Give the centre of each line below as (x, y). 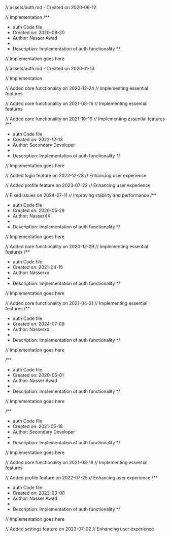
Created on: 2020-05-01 (38, 375)
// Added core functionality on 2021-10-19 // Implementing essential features (85, 119)
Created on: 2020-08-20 (39, 32)
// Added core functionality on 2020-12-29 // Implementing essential (77, 246)
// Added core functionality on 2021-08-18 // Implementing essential (76, 462)
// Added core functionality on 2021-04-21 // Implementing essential (76, 303)
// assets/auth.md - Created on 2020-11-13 (50, 69)
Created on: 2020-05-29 (39, 210)
